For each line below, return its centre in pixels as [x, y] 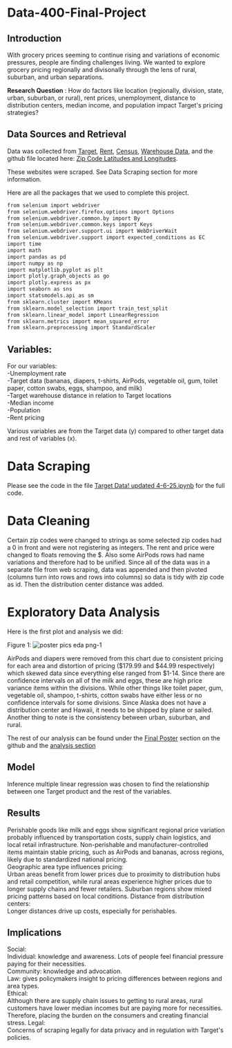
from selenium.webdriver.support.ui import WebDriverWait [92, 231]
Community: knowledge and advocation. [65, 971]
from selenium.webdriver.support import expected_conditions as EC [106, 238]
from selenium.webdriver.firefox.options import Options [91, 212]
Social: [17, 949]
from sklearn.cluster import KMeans [60, 302]
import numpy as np [35, 263]
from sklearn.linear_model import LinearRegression [83, 315]
